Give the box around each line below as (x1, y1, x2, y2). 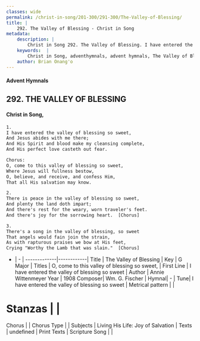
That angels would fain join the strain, (6, 234, 111, 240)
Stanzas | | (6, 302, 61, 316)
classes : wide (6, 8, 42, 15)
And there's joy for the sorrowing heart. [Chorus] (6, 212, 140, 218)
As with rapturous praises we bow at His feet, (6, 240, 127, 246)
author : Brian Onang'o (17, 58, 73, 64)
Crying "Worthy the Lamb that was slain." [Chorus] (6, 245, 140, 251)
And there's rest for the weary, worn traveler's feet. (6, 207, 148, 213)
